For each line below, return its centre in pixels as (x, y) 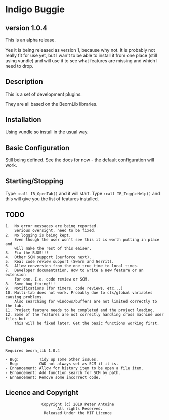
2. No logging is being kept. (38, 235)
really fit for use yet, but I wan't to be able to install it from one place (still (81, 55)
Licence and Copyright (42, 393)
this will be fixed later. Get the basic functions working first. (87, 324)
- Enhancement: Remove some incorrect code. (53, 377)
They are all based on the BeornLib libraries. (51, 104)
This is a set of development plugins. (44, 94)
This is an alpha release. (31, 40)
